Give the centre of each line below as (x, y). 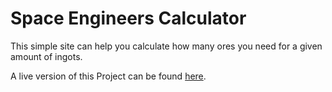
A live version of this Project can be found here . (108, 76)
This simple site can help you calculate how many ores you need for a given (166, 46)
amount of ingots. (46, 56)
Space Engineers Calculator (128, 18)
